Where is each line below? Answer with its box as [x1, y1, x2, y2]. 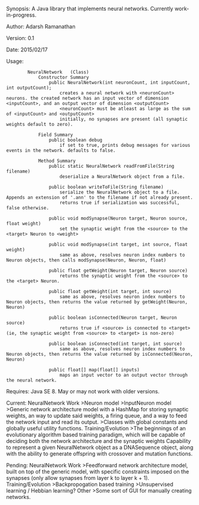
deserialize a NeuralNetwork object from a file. [59, 174, 185, 180]
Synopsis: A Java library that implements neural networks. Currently [6, 5, 174, 12]
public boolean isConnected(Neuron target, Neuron [48, 315, 178, 321]
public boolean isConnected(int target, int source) [48, 341, 183, 347]
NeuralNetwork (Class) [27, 69, 89, 75]
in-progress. [6, 11, 37, 19]
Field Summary [38, 132, 73, 138]
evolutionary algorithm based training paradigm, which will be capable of [6, 431, 185, 438]
